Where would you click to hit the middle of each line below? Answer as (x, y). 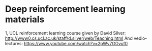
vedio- (140, 38)
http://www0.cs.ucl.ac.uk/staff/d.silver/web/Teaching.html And (69, 38)
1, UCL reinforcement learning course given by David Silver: (65, 33)
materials (25, 19)
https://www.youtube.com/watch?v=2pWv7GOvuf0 (76, 43)
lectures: (14, 43)
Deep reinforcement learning (65, 9)
